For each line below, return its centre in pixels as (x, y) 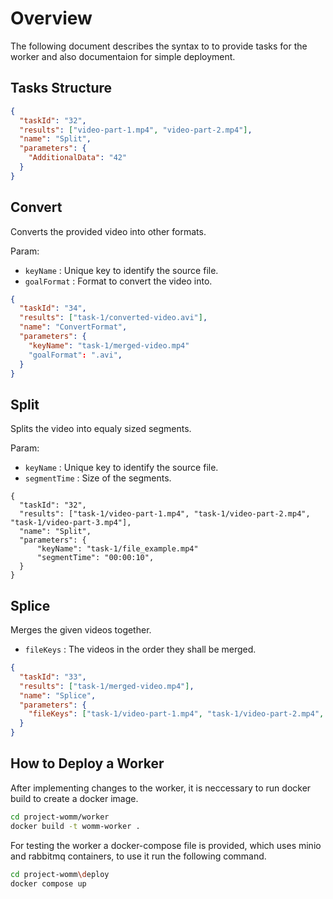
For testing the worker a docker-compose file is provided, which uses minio (166, 845)
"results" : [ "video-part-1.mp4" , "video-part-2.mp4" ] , (136, 130)
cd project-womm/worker (60, 817)
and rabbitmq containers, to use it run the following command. (138, 856)
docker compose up (48, 883)
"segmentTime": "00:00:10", (95, 558)
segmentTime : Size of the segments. (98, 478)
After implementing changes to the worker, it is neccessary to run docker (161, 788)
